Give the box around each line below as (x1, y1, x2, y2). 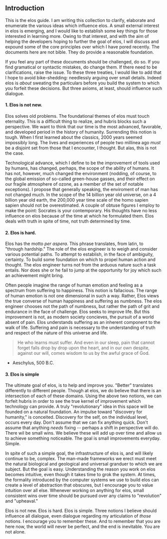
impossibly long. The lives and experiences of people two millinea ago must (5, 140, 161, 146)
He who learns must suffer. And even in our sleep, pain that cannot (17, 339, 155, 346)
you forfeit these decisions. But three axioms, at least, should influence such (5, 85, 163, 91)
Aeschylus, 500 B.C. (12, 360, 54, 366)
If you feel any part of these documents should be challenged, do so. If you (5, 58, 160, 64)
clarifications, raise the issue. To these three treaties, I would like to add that (5, 69, 162, 75)
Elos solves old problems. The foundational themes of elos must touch (5, 113, 150, 119)
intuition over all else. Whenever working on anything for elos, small (5, 488, 145, 494)
